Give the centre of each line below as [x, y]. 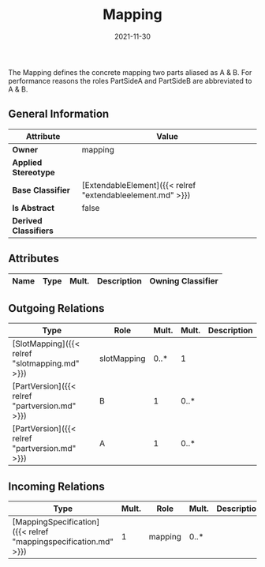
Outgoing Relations [56, 308]
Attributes [34, 259]
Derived [27, 220]
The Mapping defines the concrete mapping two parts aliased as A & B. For [130, 72]
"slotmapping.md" [46, 363]
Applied [27, 162]
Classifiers [33, 231]
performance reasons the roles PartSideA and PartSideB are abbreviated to [130, 81]
